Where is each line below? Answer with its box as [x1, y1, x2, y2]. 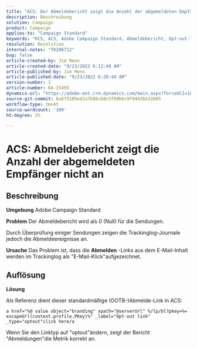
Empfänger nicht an [6, 168, 104, 181]
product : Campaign [6, 25, 51, 31]
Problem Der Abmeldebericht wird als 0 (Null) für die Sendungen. [6, 218, 165, 225]
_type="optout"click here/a [6, 319, 75, 325]
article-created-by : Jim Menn [6, 58, 80, 63]
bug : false [6, 52, 33, 58]
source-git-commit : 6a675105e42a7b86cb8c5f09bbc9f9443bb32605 [6, 96, 161, 102]
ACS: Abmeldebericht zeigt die [6, 143, 159, 156]
